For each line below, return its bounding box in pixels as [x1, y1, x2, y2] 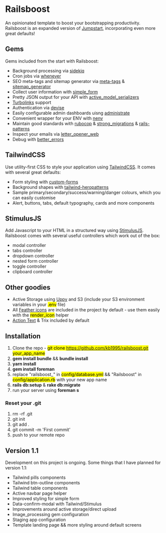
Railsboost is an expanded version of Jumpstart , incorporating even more [5, 25, 156, 31]
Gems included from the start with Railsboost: [5, 58, 99, 64]
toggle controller [12, 263, 47, 269]
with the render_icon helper [12, 312, 69, 318]
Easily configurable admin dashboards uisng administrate [12, 110, 130, 116]
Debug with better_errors [12, 136, 64, 142]
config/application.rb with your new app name [12, 377, 107, 382]
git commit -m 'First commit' [12, 427, 71, 433]
